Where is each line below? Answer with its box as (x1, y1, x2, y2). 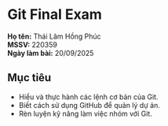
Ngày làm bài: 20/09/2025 (7, 48, 94, 57)
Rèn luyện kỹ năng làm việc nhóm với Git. (18, 109, 152, 118)
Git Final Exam (7, 6, 103, 24)
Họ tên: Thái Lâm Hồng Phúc (7, 31, 101, 41)
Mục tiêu (7, 71, 52, 84)
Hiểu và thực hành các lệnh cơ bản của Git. (18, 92, 159, 102)
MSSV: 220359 (7, 39, 58, 49)
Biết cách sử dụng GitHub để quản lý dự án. (18, 100, 160, 109)
